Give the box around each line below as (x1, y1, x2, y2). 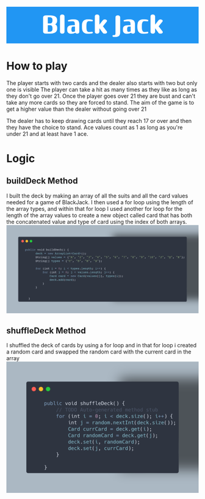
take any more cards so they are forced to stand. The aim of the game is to (6, 98, 194, 106)
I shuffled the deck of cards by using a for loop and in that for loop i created (6, 342, 197, 349)
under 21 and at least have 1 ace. (6, 130, 88, 138)
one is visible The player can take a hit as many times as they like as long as (6, 86, 197, 93)
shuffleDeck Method (6, 325, 87, 336)
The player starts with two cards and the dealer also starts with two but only (6, 79, 198, 86)
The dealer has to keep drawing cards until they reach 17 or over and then (6, 117, 192, 124)
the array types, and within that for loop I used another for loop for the (6, 205, 183, 212)
